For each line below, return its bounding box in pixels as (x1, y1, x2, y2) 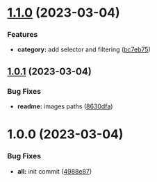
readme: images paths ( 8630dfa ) (17, 102, 113, 110)
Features (7, 30, 38, 40)
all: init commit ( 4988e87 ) (17, 167, 92, 175)
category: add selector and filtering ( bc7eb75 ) (17, 45, 151, 53)
